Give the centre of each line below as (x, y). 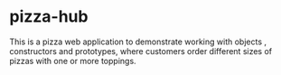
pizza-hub (49, 17)
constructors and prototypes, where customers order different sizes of (141, 51)
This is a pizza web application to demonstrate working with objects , (138, 42)
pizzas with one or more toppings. (73, 61)
